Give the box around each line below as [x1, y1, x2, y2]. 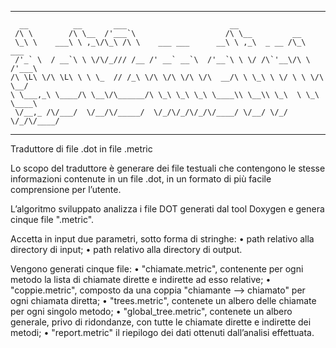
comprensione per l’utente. [10, 184, 122, 195]
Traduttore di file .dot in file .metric [10, 143, 153, 155]
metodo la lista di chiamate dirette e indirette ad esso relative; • [10, 274, 272, 285]
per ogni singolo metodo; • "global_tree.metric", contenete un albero [10, 306, 293, 317]
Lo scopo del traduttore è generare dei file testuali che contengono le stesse [10, 162, 326, 174]
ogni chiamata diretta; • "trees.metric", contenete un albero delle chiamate [10, 295, 317, 306]
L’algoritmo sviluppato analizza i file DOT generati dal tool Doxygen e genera [10, 203, 325, 215]
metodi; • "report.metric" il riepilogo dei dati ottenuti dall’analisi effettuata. [10, 327, 315, 338]
